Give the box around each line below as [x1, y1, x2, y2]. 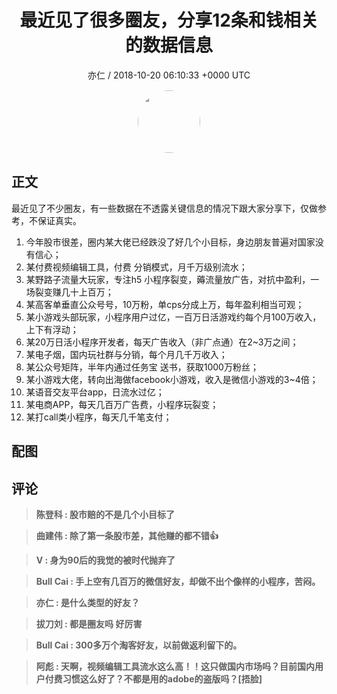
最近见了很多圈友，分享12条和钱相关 [19, 9, 319, 32]
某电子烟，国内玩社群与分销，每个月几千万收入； [25, 348, 228, 360]
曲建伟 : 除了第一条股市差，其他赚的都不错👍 [35, 529, 219, 541]
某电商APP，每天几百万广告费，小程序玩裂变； [25, 398, 219, 410]
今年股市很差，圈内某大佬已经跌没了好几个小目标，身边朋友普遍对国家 [25, 236, 316, 248]
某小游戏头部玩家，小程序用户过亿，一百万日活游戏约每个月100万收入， [25, 311, 322, 323]
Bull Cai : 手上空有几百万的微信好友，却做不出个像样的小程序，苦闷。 [35, 575, 321, 587]
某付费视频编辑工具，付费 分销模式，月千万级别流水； [25, 261, 248, 273]
